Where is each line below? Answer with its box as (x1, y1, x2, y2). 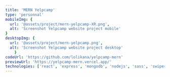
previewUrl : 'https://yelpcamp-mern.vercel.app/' (5, 59, 112, 64)
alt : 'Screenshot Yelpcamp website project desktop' (10, 45, 123, 50)
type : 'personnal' (5, 12, 44, 17)
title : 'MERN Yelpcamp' (5, 7, 56, 13)
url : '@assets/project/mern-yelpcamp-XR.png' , (10, 21, 110, 27)
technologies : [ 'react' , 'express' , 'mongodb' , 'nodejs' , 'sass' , (5, 64, 148, 69)
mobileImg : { (5, 17, 33, 22)
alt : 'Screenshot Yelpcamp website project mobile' (10, 26, 121, 31)
